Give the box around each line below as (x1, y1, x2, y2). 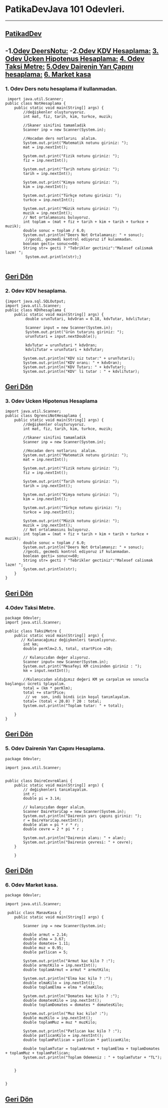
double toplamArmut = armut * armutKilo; (23, 967, 111, 973)
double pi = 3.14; (23, 796, 61, 801)
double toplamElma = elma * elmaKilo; (23, 985, 104, 990)
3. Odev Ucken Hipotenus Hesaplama (5, 397, 97, 404)
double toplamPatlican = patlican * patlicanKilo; (23, 1037, 131, 1043)
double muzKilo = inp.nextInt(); (23, 1016, 93, 1021)
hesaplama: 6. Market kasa (5, 70, 91, 79)
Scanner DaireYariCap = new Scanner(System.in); (23, 809, 126, 814)
